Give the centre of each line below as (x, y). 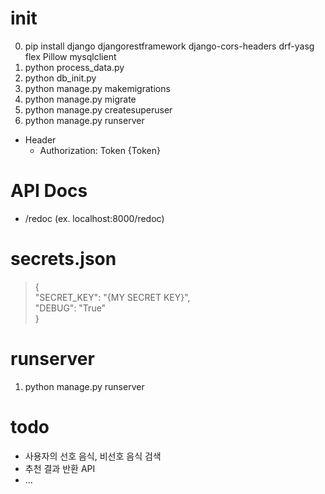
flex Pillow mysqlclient (70, 56)
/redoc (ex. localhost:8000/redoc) (94, 218)
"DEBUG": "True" (70, 308)
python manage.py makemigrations (97, 88)
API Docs (49, 191)
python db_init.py (60, 78)
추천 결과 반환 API (60, 468)
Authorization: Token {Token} (100, 150)
